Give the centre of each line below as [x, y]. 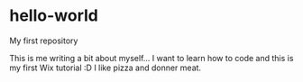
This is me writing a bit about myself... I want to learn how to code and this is [151, 58]
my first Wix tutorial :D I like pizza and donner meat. [105, 68]
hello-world [54, 16]
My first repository [44, 41]
